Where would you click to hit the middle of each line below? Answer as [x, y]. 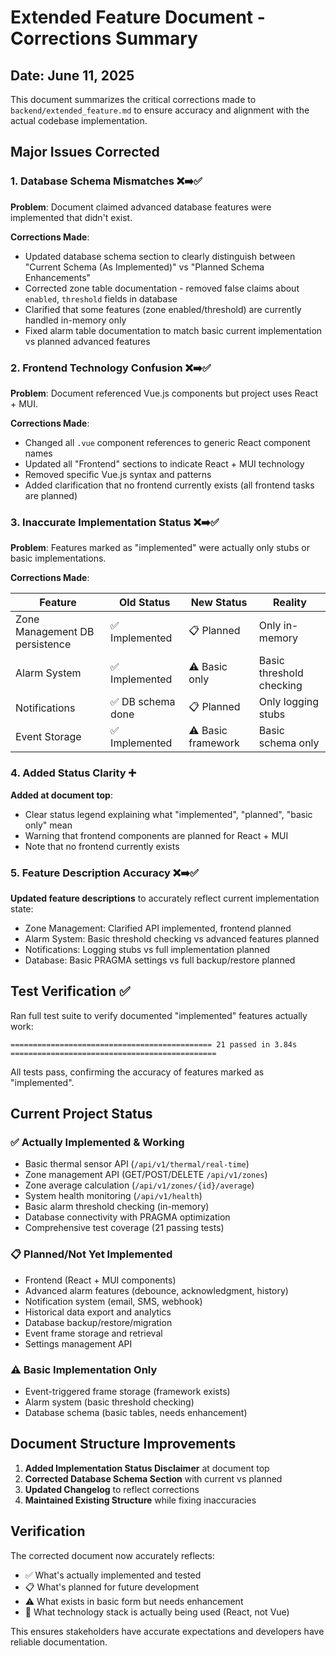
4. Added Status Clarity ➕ [73, 773]
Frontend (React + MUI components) [100, 1280]
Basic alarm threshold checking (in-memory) [117, 1207]
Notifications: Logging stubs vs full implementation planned [147, 949]
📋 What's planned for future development [112, 1587]
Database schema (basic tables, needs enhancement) [136, 1412]
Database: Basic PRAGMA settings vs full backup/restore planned [160, 960]
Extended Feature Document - [138, 17]
